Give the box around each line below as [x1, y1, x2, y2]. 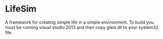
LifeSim [5, 3, 37, 14]
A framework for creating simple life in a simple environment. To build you [5, 19, 154, 25]
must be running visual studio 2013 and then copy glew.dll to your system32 [5, 24, 159, 30]
